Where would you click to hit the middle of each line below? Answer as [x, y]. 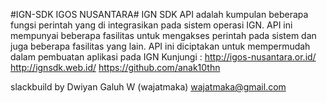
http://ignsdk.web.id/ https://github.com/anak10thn [115, 67]
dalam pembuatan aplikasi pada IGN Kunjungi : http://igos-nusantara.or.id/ [163, 57]
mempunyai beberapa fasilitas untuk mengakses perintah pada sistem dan [163, 35]
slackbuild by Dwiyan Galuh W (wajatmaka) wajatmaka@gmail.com [148, 87]
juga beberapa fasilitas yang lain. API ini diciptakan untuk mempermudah [160, 46]
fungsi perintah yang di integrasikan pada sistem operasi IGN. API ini [151, 25]
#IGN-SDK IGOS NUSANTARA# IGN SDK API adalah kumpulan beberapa [159, 14]
